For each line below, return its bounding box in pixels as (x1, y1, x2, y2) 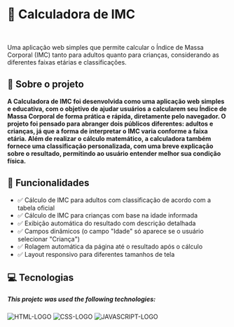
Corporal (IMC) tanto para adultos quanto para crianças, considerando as (7, 51, 219, 59)
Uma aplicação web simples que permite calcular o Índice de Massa (7, 43, 205, 51)
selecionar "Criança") (17, 234, 81, 243)
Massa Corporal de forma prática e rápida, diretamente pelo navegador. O (7, 112, 226, 120)
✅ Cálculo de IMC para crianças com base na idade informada (17, 211, 198, 220)
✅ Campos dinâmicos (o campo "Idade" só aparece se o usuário (17, 227, 205, 235)
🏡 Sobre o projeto (7, 79, 84, 91)
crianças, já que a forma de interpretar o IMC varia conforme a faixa (7, 126, 208, 135)
